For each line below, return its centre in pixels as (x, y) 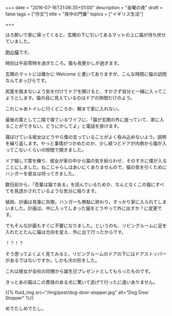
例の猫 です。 (19, 52)
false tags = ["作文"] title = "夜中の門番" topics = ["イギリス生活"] (74, 14)
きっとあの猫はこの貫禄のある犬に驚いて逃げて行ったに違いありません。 (82, 282)
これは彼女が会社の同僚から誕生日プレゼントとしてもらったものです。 (79, 271)
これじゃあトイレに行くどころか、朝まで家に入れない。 (64, 109)
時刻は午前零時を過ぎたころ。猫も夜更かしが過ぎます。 (64, 63)
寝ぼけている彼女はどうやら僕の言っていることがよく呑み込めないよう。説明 (86, 137)
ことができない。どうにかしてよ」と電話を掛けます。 (66, 126)
